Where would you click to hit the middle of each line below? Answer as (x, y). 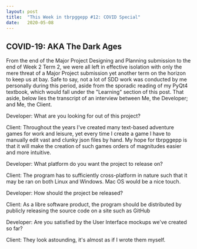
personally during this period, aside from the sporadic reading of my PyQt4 (97, 86)
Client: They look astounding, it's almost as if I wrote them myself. (86, 240)
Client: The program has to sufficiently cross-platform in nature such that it (97, 175)
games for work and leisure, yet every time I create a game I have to (89, 134)
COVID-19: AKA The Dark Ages (64, 46)
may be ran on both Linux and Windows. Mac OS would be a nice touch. (94, 182)
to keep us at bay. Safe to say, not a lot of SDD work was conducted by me (96, 80)
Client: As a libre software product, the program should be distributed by (94, 205)
